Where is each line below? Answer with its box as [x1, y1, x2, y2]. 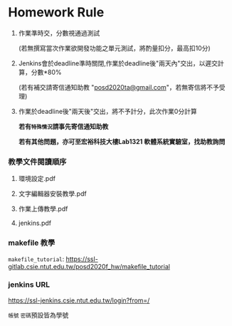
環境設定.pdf [18, 174, 56, 183]
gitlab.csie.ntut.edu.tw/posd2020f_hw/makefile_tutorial [8, 262, 170, 270]
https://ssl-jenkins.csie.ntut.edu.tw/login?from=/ [8, 296, 150, 305]
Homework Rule [8, 4, 105, 21]
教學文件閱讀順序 [8, 157, 67, 167]
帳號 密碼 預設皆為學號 [8, 310, 69, 319]
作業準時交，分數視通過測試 [18, 28, 100, 37]
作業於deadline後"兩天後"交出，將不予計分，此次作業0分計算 [18, 107, 198, 115]
